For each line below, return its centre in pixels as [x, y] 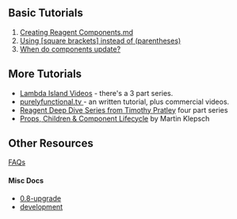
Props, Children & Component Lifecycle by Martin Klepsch [115, 118]
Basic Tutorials [46, 13]
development [41, 206]
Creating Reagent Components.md [76, 32]
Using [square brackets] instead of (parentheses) [100, 40]
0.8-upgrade [40, 198]
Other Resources [51, 143]
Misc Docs [26, 181]
